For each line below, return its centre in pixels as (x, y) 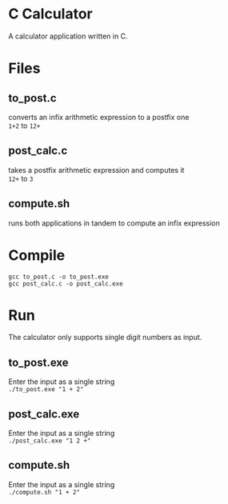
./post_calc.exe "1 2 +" (50, 441)
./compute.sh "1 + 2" (44, 492)
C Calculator (51, 14)
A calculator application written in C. (68, 36)
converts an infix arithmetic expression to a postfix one (99, 117)
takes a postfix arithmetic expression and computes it (96, 170)
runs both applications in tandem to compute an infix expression (114, 223)
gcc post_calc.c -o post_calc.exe (66, 284)
